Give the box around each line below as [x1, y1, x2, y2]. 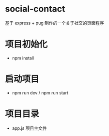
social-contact [5, 3, 65, 15]
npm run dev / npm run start [12, 90, 69, 95]
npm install [12, 55, 34, 61]
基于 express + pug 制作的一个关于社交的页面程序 [5, 20, 104, 26]
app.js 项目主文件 [12, 125, 47, 131]
